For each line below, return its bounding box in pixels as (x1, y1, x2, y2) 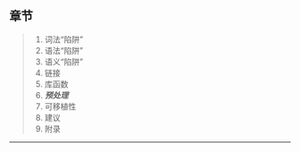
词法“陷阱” (44, 34, 83, 45)
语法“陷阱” (44, 45, 83, 55)
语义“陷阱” (44, 56, 83, 67)
